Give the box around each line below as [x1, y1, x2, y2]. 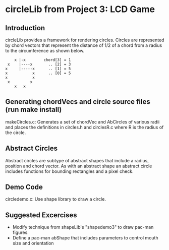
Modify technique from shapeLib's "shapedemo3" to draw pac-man [12, 224, 154, 230]
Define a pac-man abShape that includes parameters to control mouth [12, 235, 158, 241]
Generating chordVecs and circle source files [5, 97, 150, 106]
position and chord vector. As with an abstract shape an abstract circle [5, 163, 152, 169]
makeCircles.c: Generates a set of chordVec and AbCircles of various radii [5, 118, 160, 124]
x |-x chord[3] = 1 [14, 57, 71, 62]
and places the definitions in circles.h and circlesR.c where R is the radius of [5, 124, 164, 130]
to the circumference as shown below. [5, 48, 85, 53]
